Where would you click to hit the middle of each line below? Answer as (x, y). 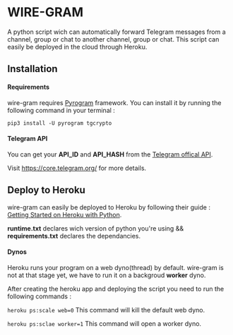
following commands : (40, 296)
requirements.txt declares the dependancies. (74, 236)
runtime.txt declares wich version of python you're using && (96, 228)
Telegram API (28, 139)
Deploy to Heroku (47, 190)
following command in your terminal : (61, 110)
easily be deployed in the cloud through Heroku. (77, 47)
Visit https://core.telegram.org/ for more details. (77, 168)
